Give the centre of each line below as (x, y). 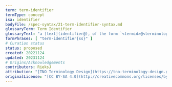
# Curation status (25, 43)
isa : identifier (23, 19)
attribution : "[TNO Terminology (40, 72)
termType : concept (25, 15)
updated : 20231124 (25, 58)
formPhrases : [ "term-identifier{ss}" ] (49, 39)
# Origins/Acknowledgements (35, 62)
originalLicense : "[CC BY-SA (36, 77)
